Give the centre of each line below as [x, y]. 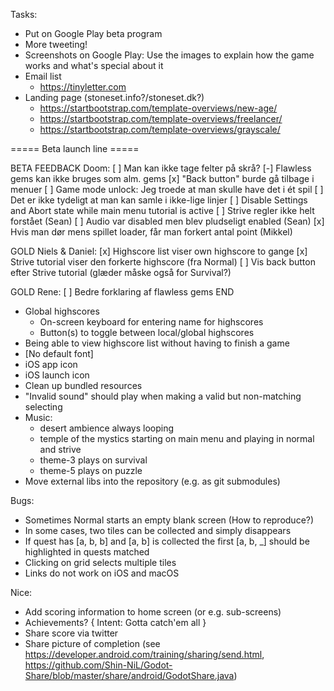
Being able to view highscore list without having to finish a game [157, 343]
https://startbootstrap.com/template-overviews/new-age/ [158, 108]
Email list [43, 76]
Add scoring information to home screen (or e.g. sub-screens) [153, 612]
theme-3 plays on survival [93, 460]
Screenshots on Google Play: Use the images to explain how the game [169, 55]
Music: [38, 417]
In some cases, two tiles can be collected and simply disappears [158, 530]
